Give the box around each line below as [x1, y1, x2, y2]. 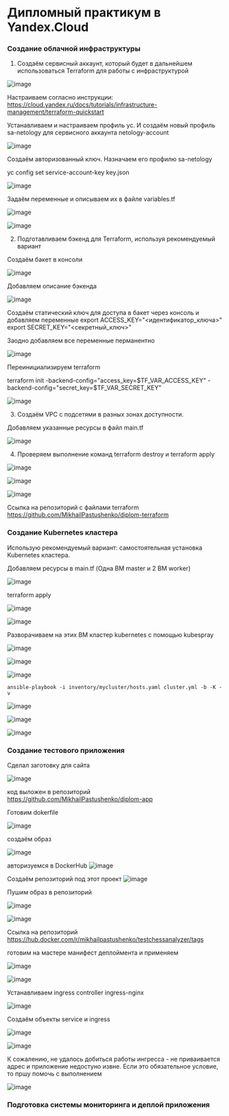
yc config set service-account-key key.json [7, 168, 130, 176]
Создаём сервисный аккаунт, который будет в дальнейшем [16, 60, 193, 68]
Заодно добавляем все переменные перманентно [7, 336, 156, 345]
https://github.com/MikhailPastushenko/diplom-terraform [7, 511, 169, 519]
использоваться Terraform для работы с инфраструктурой [16, 67, 189, 75]
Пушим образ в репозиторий [7, 888, 93, 896]
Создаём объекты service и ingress [7, 1015, 111, 1023]
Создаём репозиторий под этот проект [7, 875, 122, 883]
